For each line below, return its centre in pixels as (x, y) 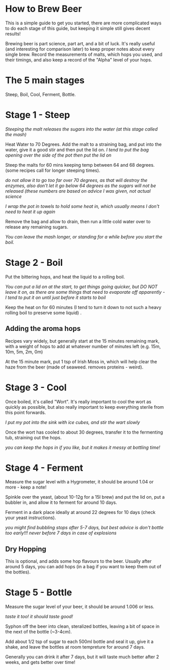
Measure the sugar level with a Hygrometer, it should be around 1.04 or (79, 482)
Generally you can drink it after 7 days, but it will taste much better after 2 (82, 657)
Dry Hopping (26, 549)
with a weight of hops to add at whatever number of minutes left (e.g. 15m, (83, 346)
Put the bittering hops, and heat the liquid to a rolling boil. (65, 277)
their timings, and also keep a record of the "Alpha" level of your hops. (79, 59)
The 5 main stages (45, 81)
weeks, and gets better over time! (40, 662)
